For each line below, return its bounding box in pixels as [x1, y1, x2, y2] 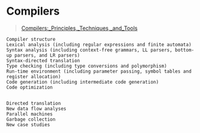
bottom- [174, 47, 195, 53]
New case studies [6, 121, 50, 128]
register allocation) [6, 73, 61, 80]
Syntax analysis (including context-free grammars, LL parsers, [6, 47, 173, 53]
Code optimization [6, 84, 53, 90]
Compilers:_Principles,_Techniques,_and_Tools [21, 24, 138, 32]
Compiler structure [6, 36, 56, 42]
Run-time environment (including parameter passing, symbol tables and [6, 68, 191, 74]
